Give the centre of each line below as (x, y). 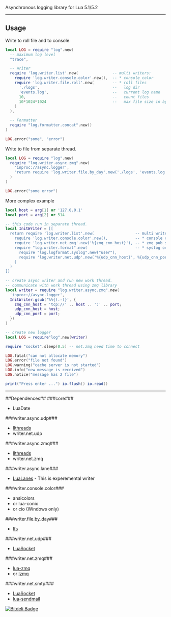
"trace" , (19, 59)
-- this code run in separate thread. (46, 224)
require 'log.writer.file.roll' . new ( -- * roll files (80, 83)
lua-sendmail (26, 599)
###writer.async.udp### (31, 418)
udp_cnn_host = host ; (37, 309)
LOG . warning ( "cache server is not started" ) (53, 365)
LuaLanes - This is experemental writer (54, 478)
